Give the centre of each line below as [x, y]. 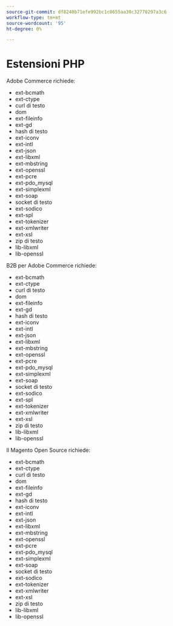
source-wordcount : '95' [36, 23]
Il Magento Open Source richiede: [49, 450]
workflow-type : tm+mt [34, 18]
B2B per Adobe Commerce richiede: [52, 266]
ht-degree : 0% [24, 29]
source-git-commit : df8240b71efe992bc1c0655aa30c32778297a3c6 [86, 12]
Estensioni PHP [46, 64]
